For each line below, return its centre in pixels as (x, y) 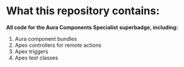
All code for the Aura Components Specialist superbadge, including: (92, 27)
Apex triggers (31, 51)
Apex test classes (36, 58)
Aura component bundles (46, 39)
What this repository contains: (83, 11)
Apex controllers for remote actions (58, 45)
